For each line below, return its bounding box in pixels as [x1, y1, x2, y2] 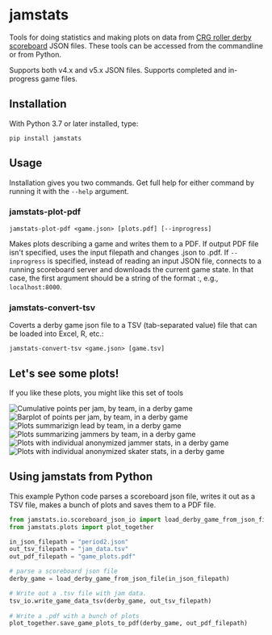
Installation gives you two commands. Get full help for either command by [9, 178, 255, 187]
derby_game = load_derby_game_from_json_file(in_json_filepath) [9, 575, 230, 583]
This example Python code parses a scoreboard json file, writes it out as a [9, 491, 256, 501]
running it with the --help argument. [9, 186, 129, 196]
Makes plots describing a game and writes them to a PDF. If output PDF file [9, 238, 259, 248]
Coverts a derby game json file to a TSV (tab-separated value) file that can [9, 321, 257, 330]
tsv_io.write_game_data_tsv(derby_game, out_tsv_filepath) [9, 596, 212, 605]
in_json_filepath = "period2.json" [9, 537, 129, 546]
